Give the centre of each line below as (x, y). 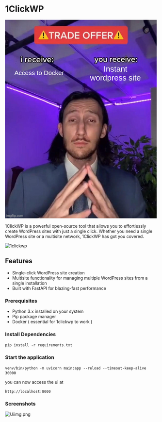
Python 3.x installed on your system (48, 311)
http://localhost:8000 (28, 391)
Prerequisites (21, 301)
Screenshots (20, 404)
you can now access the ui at (34, 382)
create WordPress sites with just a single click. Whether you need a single (79, 231)
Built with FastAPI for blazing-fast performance (59, 288)
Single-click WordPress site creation (48, 272)
